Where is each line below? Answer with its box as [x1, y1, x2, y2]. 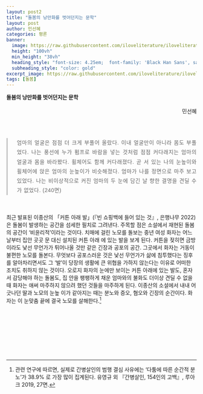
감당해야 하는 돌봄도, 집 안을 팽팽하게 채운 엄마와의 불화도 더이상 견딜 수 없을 [12, 274, 193, 282]
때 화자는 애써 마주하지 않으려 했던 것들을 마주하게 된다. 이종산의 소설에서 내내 [6, 282, 190, 289]
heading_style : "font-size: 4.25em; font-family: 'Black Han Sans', [11, 59, 190, 65]
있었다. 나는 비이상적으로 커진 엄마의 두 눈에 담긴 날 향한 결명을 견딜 [17, 177, 190, 184]
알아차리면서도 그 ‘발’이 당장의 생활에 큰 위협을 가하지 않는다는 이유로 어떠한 [12, 259, 192, 266]
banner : [6, 37, 26, 43]
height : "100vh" [11, 48, 53, 54]
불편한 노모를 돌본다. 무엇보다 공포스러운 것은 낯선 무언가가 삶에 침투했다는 [6, 251, 182, 259]
